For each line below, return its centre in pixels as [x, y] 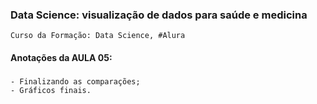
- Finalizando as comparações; [75, 81]
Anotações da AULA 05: [61, 57]
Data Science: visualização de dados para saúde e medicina [159, 15]
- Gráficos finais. [51, 90]
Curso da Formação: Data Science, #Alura [98, 36]
